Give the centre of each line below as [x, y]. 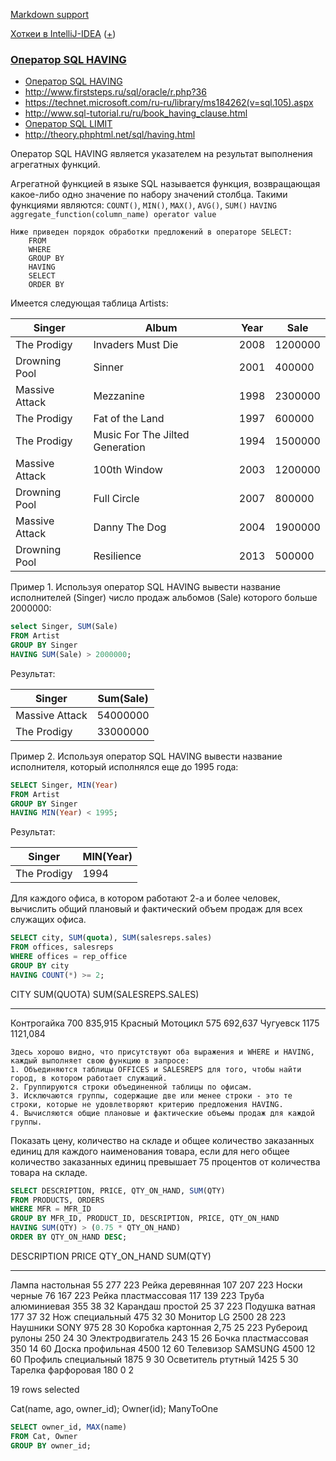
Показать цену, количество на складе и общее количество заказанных [162, 1140]
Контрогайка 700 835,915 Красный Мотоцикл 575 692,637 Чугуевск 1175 [165, 1023]
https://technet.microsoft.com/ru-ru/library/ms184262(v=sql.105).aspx [169, 103]
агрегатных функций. [55, 165]
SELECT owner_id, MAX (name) [69, 1427]
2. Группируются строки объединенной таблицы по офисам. [131, 1087]
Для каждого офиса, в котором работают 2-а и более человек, [145, 898]
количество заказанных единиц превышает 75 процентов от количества [165, 1161]
